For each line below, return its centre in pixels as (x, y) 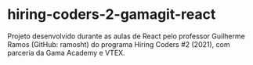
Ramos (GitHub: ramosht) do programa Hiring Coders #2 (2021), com (119, 44)
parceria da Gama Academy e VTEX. (67, 52)
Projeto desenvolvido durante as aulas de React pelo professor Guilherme (127, 36)
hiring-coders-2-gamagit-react (112, 14)
